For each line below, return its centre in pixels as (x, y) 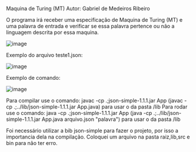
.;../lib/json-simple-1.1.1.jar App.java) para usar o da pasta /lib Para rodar (101, 107)
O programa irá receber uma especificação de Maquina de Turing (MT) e (94, 20)
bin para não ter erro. (32, 143)
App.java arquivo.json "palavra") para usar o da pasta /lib (111, 119)
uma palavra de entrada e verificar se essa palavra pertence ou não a (90, 26)
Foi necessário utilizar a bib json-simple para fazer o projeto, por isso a (92, 131)
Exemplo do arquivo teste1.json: (44, 55)
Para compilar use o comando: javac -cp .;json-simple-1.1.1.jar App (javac (95, 100)
